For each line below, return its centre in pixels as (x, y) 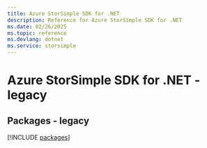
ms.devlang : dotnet (36, 40)
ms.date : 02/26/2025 (37, 26)
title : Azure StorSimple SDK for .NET (63, 14)
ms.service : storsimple (42, 46)
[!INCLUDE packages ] (39, 137)
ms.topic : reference (37, 33)
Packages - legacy (48, 121)
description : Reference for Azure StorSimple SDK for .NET (95, 20)
